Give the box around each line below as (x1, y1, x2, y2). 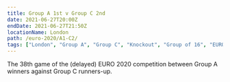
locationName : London (7, 28, 69, 36)
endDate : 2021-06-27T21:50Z (7, 22, 88, 29)
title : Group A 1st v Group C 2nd (7, 9, 106, 17)
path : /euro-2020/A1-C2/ (7, 35, 78, 42)
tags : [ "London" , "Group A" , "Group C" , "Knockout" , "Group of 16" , (7, 41, 207, 48)
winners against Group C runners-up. (7, 67, 113, 75)
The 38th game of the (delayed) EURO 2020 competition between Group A (7, 60, 218, 68)
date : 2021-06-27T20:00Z (7, 16, 78, 23)
